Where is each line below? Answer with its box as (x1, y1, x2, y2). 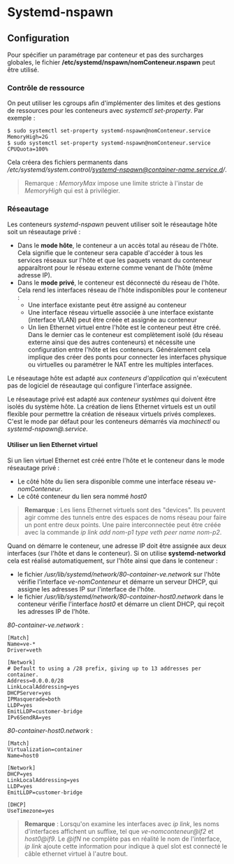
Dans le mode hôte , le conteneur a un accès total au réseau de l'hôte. (17, 241, 219, 249)
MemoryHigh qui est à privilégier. (24, 186, 121, 195)
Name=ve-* (7, 640, 36, 647)
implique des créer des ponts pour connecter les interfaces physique (27, 352, 227, 361)
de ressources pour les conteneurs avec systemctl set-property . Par (7, 107, 204, 115)
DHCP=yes (7, 770, 33, 778)
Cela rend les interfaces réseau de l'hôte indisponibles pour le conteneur (17, 285, 228, 294)
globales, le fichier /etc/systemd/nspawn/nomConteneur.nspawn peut (7, 58, 215, 67)
